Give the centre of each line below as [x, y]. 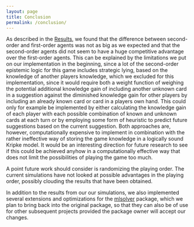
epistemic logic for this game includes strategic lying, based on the [87, 70]
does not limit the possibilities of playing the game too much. [79, 157]
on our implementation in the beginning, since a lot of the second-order [92, 64]
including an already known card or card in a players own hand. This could [96, 101]
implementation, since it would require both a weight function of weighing [95, 83]
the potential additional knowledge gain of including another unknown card [96, 89]
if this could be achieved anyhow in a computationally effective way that [93, 151]
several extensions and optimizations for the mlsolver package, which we [95, 199]
